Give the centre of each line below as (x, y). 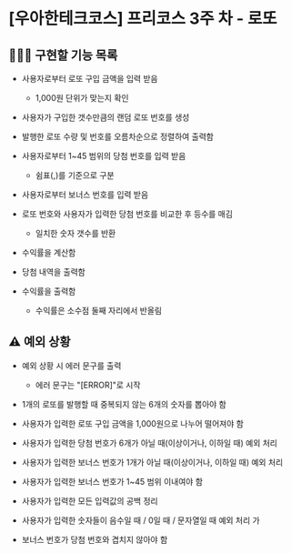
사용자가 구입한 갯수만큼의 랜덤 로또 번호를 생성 (106, 117)
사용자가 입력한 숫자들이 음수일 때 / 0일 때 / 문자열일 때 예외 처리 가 (141, 520)
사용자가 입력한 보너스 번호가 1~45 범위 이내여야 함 (112, 481)
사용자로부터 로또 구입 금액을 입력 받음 (90, 79)
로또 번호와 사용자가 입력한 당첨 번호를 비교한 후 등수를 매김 (127, 214)
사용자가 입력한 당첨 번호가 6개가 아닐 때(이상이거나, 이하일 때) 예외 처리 (150, 443)
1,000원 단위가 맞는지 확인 (82, 98)
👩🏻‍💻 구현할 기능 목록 (63, 55)
